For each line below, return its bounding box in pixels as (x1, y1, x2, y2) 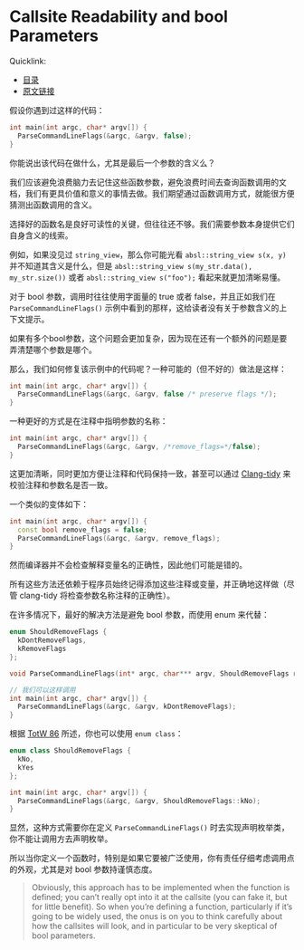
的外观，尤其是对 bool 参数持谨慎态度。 (9, 864, 157, 875)
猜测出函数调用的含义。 (9, 199, 97, 210)
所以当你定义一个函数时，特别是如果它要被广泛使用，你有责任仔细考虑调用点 (9, 853, 295, 864)
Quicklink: (9, 55, 47, 66)
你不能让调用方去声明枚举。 (9, 833, 113, 844)
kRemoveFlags (17, 645, 67, 654)
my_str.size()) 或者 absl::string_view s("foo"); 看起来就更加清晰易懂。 (9, 272, 286, 283)
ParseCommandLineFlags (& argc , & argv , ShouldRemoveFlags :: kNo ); (17, 796, 261, 805)
